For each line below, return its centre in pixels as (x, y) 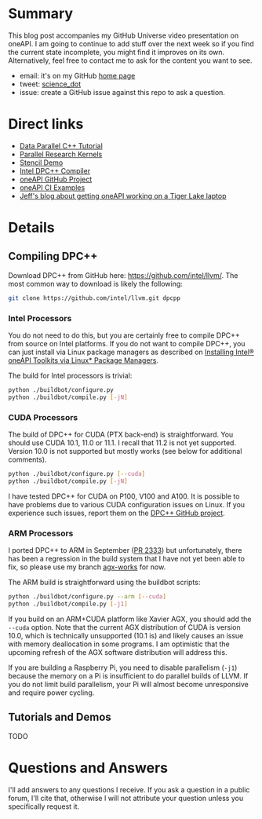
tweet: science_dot (50, 84)
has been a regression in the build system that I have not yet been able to (127, 559)
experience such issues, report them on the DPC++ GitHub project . (116, 513)
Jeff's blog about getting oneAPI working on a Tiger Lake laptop (123, 196)
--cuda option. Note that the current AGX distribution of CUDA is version (124, 627)
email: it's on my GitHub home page (77, 75)
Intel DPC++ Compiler (55, 170)
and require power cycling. (51, 693)
